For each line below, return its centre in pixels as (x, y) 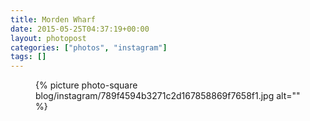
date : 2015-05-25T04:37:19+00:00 (80, 29)
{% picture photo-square (86, 85)
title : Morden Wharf (53, 19)
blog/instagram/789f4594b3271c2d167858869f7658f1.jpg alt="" (168, 96)
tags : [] (28, 57)
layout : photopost (48, 38)
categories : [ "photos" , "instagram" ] (89, 47)
